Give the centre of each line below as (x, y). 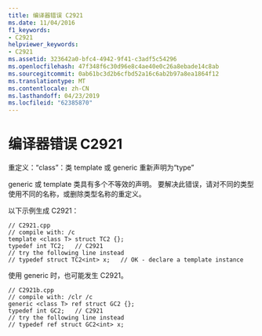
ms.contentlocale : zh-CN (49, 88)
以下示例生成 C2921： (44, 211)
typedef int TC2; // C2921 (56, 247)
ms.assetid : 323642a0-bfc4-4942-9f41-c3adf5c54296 (93, 60)
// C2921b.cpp (31, 290)
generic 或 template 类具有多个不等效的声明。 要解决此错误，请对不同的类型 (131, 184)
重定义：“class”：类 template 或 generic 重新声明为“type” (101, 168)
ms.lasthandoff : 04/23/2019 (54, 96)
